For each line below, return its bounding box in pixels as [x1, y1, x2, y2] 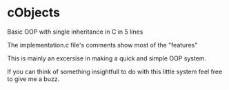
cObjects [7, 5, 61, 21]
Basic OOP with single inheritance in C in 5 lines [7, 27, 143, 36]
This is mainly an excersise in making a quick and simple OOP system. [7, 54, 207, 63]
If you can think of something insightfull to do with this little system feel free [7, 67, 223, 76]
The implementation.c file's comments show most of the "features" [7, 41, 198, 49]
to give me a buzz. [7, 74, 60, 83]
